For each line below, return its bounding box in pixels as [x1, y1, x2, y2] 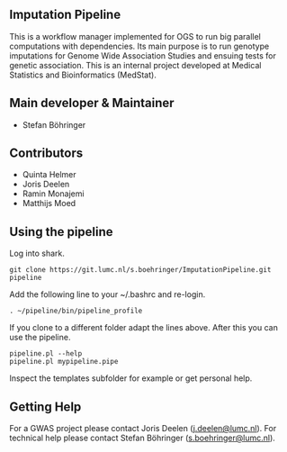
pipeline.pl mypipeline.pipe [9, 357, 119, 366]
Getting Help [9, 399, 82, 414]
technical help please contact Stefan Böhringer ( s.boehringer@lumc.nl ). [9, 432, 276, 444]
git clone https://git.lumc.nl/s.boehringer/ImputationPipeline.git [9, 266, 272, 275]
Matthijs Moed [22, 198, 76, 209]
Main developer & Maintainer [9, 95, 175, 111]
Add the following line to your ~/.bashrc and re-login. [9, 289, 206, 300]
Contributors [9, 146, 84, 161]
